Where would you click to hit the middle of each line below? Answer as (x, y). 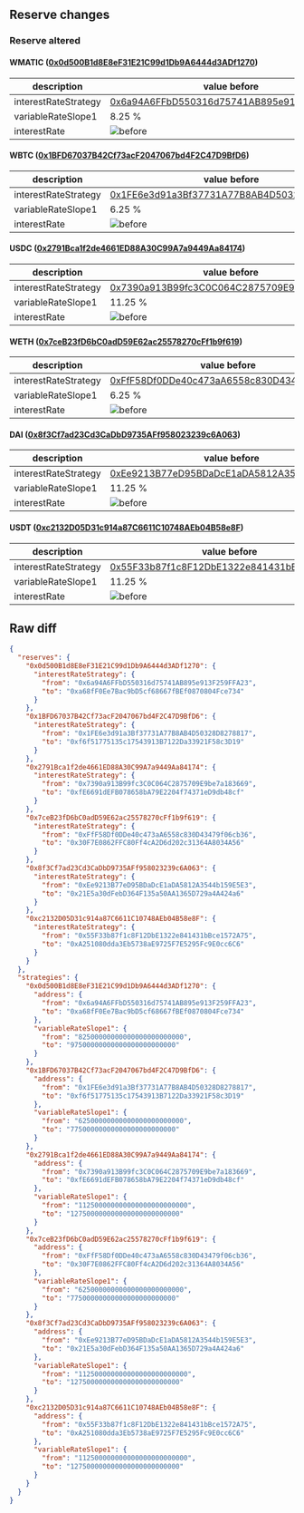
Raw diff (33, 628)
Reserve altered (45, 41)
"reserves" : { (44, 658)
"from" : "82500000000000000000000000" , (117, 1037)
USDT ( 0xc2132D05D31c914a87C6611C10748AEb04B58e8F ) (127, 527)
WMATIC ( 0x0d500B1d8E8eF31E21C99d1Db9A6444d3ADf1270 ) (134, 62)
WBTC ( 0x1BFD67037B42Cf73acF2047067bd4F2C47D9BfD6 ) (129, 155)
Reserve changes (60, 15)
